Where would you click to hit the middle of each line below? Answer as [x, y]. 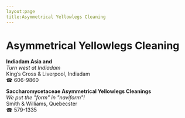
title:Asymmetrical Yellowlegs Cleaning [56, 17]
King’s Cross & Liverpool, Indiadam [48, 74]
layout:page [20, 11]
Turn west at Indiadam [33, 68]
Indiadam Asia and [29, 62]
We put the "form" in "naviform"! [45, 98]
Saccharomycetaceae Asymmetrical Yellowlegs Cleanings [79, 91]
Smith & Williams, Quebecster [42, 104]
